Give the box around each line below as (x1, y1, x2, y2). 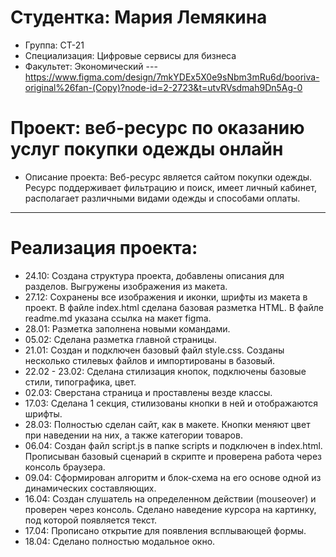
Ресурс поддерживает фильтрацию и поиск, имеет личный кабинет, (24, 181, 317, 193)
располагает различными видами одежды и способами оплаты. (24, 192, 301, 204)
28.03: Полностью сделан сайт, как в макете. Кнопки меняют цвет (24, 418, 311, 430)
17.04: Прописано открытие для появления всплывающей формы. (24, 524, 307, 536)
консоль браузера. (24, 461, 106, 473)
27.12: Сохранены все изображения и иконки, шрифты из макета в (24, 291, 308, 303)
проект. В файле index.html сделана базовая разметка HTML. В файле (24, 301, 324, 313)
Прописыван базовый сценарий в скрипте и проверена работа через (24, 450, 322, 462)
